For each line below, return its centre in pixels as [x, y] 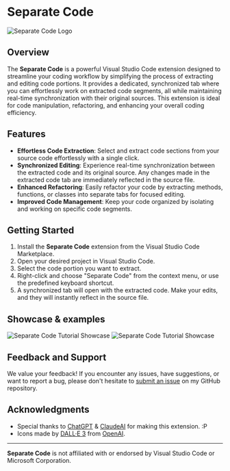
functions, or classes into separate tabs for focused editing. [101, 194]
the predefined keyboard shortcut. [65, 283]
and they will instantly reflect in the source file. [83, 298]
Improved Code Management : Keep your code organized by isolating [115, 201]
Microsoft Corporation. [39, 460]
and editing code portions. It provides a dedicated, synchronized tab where [113, 84]
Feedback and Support [57, 357]
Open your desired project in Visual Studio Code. [86, 262]
